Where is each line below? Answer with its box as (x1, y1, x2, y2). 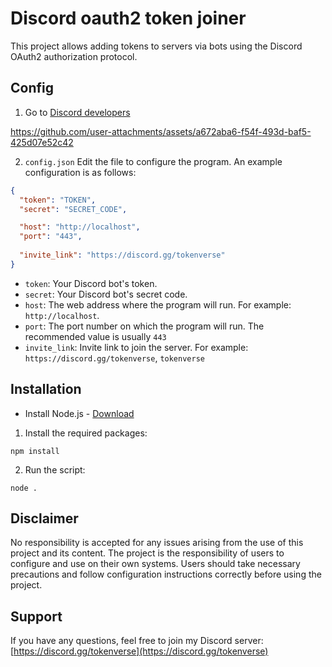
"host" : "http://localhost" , (19, 222, 141, 232)
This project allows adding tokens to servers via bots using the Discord (10, 40, 303, 52)
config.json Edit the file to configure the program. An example (24, 155, 283, 167)
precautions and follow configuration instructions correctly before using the (10, 568, 322, 581)
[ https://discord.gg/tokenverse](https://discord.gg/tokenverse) (10, 645, 269, 657)
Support (10, 608, 63, 625)
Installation (10, 381, 82, 398)
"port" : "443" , (19, 232, 83, 242)
